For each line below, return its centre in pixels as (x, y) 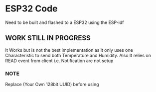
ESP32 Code (32, 9)
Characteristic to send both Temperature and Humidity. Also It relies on (78, 55)
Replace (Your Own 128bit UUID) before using (52, 85)
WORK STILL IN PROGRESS (48, 38)
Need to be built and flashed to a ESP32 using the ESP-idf (65, 22)
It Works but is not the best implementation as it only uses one (69, 50)
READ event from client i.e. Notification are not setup (59, 61)
